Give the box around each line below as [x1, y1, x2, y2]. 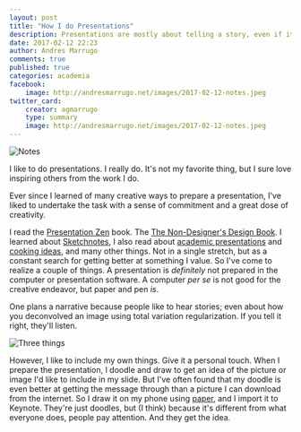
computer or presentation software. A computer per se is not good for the [9, 274, 281, 285]
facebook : [9, 80, 47, 89]
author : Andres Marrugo [9, 47, 99, 56]
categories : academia [9, 72, 90, 81]
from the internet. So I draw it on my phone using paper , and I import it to [9, 393, 279, 403]
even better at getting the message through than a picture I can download [9, 384, 281, 394]
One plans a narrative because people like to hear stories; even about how [9, 301, 284, 312]
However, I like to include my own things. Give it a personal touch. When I [9, 355, 280, 366]
